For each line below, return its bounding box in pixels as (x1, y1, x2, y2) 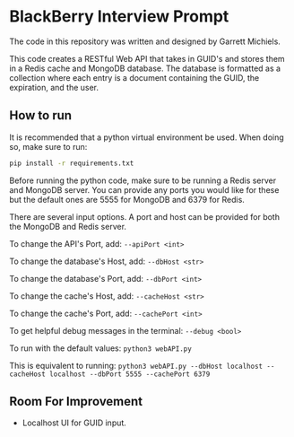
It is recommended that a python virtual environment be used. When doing (9, 132, 284, 143)
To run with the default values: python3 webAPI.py (9, 343, 193, 354)
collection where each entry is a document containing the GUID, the (9, 72, 260, 83)
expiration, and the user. (9, 82, 99, 92)
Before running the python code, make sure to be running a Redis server (9, 175, 277, 186)
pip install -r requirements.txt (9, 159, 134, 168)
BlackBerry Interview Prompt (9, 6, 229, 27)
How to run (9, 108, 73, 123)
